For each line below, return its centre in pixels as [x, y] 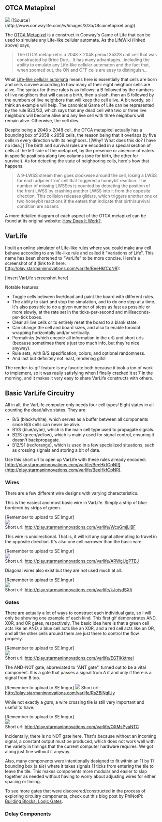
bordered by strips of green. [33, 507]
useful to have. [20, 708]
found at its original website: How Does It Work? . [53, 221]
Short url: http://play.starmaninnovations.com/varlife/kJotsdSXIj [68, 590]
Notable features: [22, 287]
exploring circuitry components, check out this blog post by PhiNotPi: [74, 796]
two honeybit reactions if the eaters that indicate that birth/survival [83, 201]
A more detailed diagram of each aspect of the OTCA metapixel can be [75, 216]
